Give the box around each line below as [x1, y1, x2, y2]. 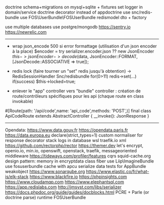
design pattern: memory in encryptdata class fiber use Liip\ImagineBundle [5, 158, 154, 164]
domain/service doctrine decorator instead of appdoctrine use [5, 9, 131, 15]
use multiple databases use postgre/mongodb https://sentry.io [5, 24, 131, 30]
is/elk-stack [5, 174, 29, 180]
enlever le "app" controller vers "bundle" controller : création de [12, 88, 141, 94]
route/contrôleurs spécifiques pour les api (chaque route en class [12, 93, 144, 99]
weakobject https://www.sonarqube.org [5, 168, 85, 174]
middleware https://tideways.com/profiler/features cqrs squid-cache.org [5, 153, 151, 159]
